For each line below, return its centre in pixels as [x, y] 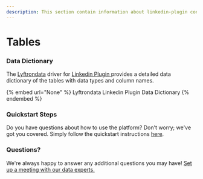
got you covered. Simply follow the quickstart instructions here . [85, 134]
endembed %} [24, 99]
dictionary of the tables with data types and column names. [80, 81]
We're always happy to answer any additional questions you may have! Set [99, 163]
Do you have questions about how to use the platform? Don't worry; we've [99, 127]
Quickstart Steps [32, 115]
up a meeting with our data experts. [50, 169]
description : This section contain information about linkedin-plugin [97, 12]
